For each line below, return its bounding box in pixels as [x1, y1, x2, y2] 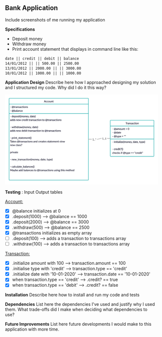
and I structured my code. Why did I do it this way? [5, 84, 107, 90]
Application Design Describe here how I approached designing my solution [5, 79, 156, 85]
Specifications [5, 26, 35, 32]
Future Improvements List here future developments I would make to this [5, 321, 152, 327]
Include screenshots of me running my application [5, 17, 105, 22]
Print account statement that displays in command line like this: [12, 46, 139, 52]
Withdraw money [12, 41, 47, 47]
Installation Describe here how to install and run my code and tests [5, 292, 140, 298]
